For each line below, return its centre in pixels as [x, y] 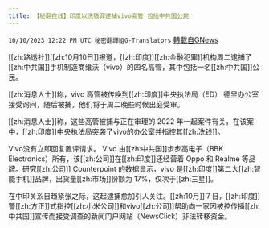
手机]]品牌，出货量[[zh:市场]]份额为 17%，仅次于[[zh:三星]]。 [116, 179]
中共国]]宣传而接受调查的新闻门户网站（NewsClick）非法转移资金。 [120, 216]
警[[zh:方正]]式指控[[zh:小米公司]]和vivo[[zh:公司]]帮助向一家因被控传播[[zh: [134, 205]
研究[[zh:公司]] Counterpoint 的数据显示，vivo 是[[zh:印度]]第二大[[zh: [138, 168]
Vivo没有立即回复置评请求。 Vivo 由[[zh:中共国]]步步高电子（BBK [116, 148]
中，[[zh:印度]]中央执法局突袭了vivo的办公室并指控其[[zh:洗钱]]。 [116, 131]
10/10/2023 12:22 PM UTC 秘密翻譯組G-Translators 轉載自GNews [114, 39]
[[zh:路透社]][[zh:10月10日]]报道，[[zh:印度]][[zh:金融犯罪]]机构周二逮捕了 [130, 56]
